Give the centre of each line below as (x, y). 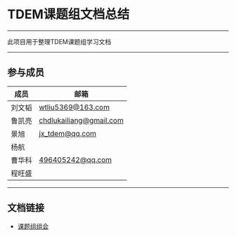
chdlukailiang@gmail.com (81, 120)
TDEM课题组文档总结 (68, 14)
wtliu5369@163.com (74, 107)
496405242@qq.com (76, 160)
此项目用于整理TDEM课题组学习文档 (59, 41)
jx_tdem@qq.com (68, 133)
